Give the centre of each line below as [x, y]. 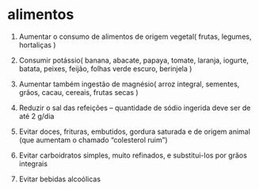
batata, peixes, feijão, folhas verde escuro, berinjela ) [105, 68]
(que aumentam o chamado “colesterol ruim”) [93, 139]
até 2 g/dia [36, 116]
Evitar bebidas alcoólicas [59, 179]
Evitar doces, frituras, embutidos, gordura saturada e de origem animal [135, 131]
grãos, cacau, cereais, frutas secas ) [79, 92]
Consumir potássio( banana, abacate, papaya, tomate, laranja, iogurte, [133, 60]
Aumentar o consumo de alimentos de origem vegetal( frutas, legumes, [135, 36]
